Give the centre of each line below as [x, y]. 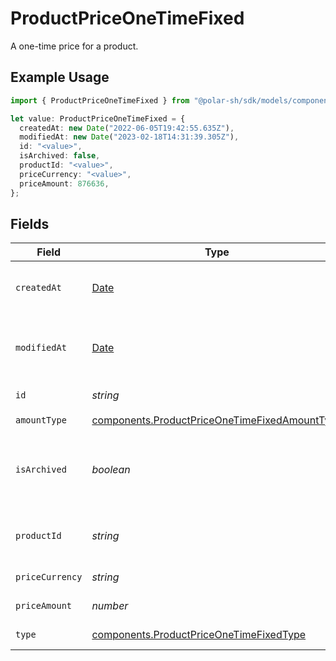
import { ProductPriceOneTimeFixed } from [100, 100]
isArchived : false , [60, 156]
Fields [30, 223]
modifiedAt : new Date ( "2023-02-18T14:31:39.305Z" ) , [129, 137]
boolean [111, 470]
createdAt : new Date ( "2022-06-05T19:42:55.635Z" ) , [127, 128]
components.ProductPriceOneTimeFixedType [199, 635]
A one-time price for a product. [74, 46]
